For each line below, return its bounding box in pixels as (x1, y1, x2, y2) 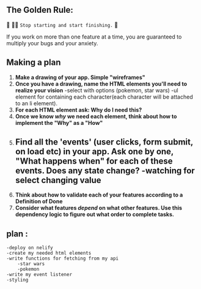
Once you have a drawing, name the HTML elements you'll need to (15, 80, 188, 88)
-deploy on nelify (6, 245, 53, 251)
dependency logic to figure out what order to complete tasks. (15, 211, 174, 218)
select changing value (15, 175, 102, 186)
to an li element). (15, 99, 58, 107)
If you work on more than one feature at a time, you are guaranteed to (6, 33, 182, 40)
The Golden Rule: (6, 5, 73, 15)
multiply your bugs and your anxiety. (6, 39, 98, 47)
